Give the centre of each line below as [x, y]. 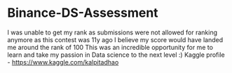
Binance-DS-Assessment [83, 13]
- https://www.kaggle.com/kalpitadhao [63, 62]
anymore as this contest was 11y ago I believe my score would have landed [115, 39]
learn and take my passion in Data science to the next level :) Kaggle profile [116, 55]
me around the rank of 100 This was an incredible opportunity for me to [110, 47]
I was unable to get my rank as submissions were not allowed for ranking [112, 32]
